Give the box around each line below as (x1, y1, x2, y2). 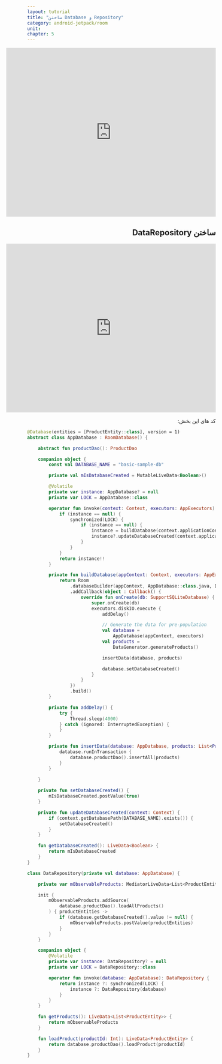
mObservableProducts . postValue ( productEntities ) (69, 919, 193, 926)
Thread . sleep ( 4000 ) (69, 715, 118, 722)
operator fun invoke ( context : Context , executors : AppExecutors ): (48, 505, 218, 511)
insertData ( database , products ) (102, 655, 183, 661)
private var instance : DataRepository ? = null (48, 958, 167, 965)
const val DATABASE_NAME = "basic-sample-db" (48, 461, 165, 468)
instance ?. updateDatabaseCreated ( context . (91, 534, 199, 540)
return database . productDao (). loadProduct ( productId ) (48, 1041, 185, 1047)
